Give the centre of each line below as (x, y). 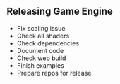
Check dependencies (48, 43)
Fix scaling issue (41, 28)
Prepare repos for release (54, 73)
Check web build (41, 58)
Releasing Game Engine (60, 12)
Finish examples (40, 65)
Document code (40, 50)
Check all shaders (43, 36)
